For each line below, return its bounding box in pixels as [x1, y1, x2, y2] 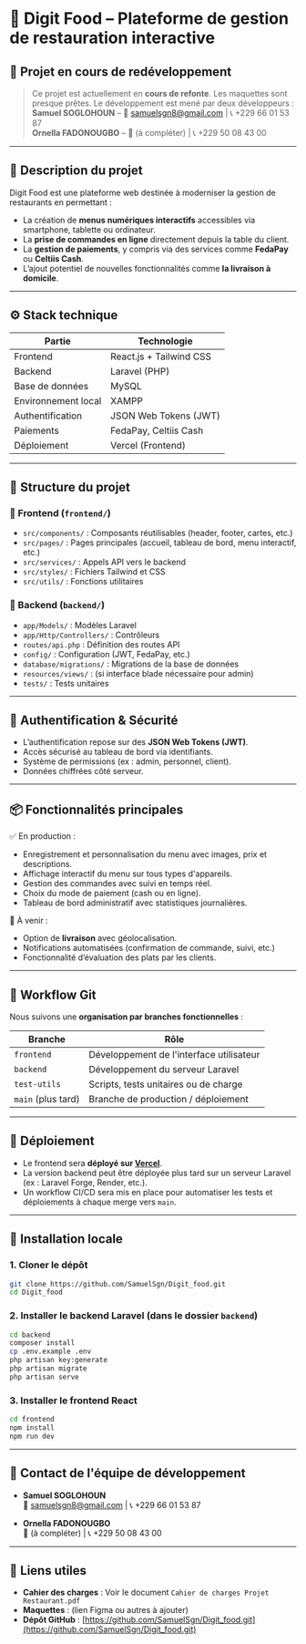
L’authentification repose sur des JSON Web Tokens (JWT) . [22, 737, 249, 748]
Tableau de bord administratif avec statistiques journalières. [22, 897, 248, 908]
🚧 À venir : [9, 915, 48, 926]
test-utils [14, 1080, 61, 1090]
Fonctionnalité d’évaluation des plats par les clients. [22, 952, 217, 963]
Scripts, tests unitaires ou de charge [88, 1078, 243, 1091]
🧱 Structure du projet [9, 480, 130, 495]
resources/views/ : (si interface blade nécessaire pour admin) [22, 667, 254, 678]
